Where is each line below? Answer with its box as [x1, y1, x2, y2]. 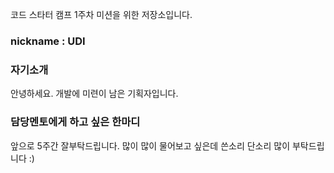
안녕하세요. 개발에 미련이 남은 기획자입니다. [10, 88, 179, 100]
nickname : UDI [10, 34, 86, 48]
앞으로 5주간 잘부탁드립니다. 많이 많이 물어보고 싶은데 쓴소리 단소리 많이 [10, 139, 291, 152]
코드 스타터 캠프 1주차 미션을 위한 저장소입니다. [10, 9, 193, 20]
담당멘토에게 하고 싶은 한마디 [10, 115, 141, 129]
